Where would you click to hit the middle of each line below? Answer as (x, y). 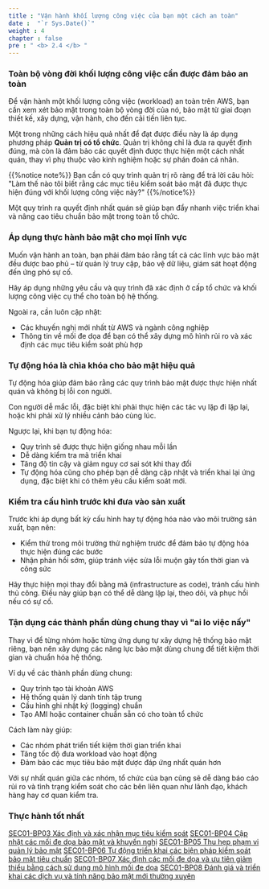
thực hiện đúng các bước (61, 552)
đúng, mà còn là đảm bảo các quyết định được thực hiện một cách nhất (126, 151)
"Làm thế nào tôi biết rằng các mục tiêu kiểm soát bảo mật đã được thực (128, 184)
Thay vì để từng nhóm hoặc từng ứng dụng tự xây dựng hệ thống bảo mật (130, 640)
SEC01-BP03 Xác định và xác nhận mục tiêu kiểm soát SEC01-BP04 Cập (128, 833)
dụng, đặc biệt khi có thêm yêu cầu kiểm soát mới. (103, 481)
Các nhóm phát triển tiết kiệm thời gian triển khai (100, 745)
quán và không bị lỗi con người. (60, 392)
